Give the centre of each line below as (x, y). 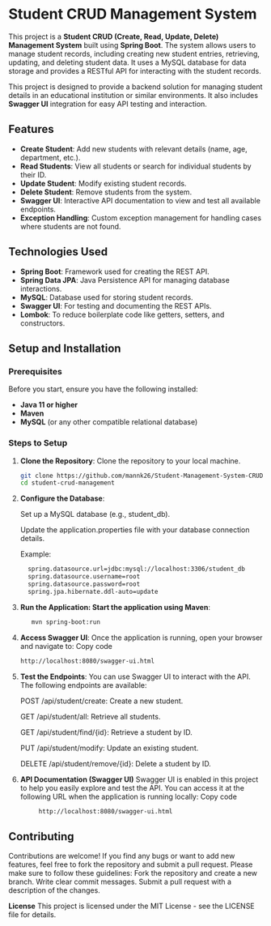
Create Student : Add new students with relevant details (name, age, (134, 149)
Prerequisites (35, 371)
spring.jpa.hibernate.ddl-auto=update (93, 591)
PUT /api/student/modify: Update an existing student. (109, 748)
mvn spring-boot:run (66, 622)
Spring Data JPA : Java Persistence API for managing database (125, 280)
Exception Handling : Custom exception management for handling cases (140, 218)
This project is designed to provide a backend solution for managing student (135, 87)
